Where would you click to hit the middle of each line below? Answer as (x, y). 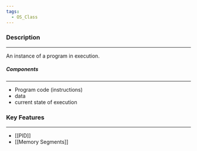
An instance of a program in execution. (53, 56)
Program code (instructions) (49, 89)
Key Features (26, 117)
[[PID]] (23, 136)
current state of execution (46, 102)
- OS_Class (25, 17)
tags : (13, 11)
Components (22, 69)
